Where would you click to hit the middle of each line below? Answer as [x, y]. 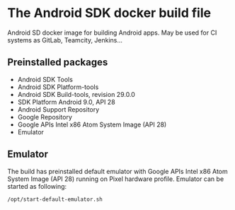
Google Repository [45, 117]
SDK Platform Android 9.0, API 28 [66, 102]
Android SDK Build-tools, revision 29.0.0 [76, 94]
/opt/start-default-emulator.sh [55, 199]
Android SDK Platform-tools [58, 87]
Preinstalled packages [58, 63]
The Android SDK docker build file [109, 13]
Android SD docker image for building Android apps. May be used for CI [112, 33]
